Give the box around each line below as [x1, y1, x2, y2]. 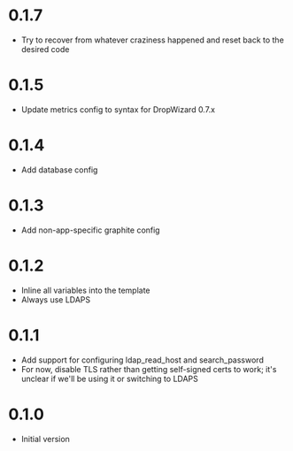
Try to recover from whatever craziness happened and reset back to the [20, 34, 284, 45]
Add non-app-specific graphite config [20, 225, 160, 235]
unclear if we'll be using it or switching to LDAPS [20, 373, 198, 384]
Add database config [20, 164, 98, 175]
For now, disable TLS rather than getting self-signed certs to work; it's [20, 363, 277, 374]
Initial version [20, 433, 70, 444]
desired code [20, 43, 70, 54]
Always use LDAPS [20, 294, 91, 305]
